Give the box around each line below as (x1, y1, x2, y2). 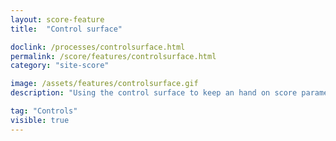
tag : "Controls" (10, 106, 78, 116)
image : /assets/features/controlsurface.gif (10, 79, 199, 89)
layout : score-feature (10, 14, 105, 25)
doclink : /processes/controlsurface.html (10, 42, 186, 52)
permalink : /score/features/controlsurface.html (10, 51, 217, 61)
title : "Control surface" (10, 24, 123, 34)
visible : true (10, 115, 70, 125)
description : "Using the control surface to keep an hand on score (10, 88, 298, 98)
